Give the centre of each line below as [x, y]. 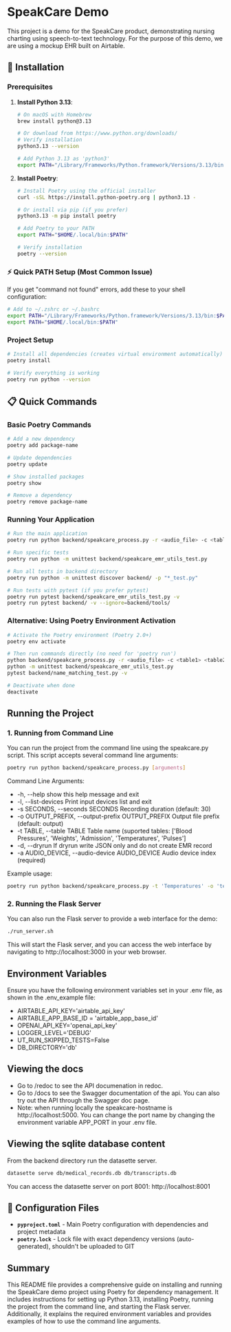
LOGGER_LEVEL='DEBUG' [54, 1033]
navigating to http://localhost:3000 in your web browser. [87, 952]
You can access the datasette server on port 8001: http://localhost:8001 [109, 1186]
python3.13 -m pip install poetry [66, 216]
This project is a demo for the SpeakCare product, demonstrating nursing [111, 31]
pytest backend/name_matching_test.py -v [67, 673]
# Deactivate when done [41, 685]
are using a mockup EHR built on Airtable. [66, 45]
